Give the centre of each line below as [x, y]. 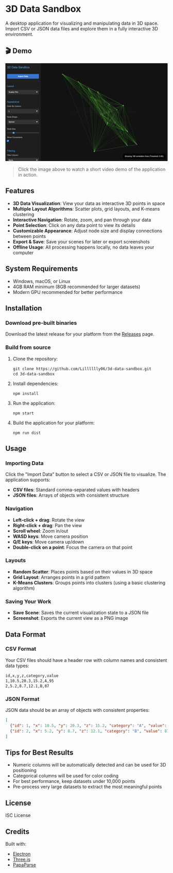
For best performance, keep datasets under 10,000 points [74, 781]
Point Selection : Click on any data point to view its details [74, 225]
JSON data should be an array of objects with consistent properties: [77, 710]
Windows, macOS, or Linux [41, 281]
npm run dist [27, 433]
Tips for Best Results [39, 752]
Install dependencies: [36, 383]
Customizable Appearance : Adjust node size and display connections [87, 231]
